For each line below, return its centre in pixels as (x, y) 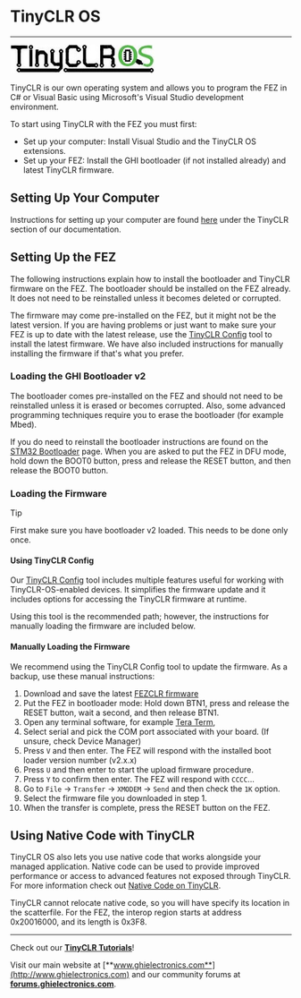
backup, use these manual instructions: (83, 676)
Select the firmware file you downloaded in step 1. (115, 798)
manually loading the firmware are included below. (103, 626)
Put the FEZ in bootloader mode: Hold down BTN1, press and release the (156, 703)
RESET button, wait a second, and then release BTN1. (121, 712)
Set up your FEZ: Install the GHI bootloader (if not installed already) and (155, 160)
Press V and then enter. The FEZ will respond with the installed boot (147, 750)
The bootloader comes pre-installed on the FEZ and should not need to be (147, 396)
